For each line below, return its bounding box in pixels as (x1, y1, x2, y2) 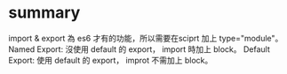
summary (8, 3, 81, 23)
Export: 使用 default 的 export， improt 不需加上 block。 (8, 55, 213, 65)
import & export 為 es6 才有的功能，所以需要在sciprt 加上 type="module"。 (8, 33, 283, 43)
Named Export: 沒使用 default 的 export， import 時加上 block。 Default (8, 43, 270, 55)
